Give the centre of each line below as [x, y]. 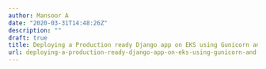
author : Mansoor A [38, 15]
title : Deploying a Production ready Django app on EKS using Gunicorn [129, 45]
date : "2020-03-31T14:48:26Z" [58, 23]
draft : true [28, 38]
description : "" [35, 30]
